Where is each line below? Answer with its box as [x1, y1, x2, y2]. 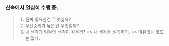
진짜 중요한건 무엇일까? [25, 16, 71, 23]
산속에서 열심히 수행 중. [5, 4, 59, 11]
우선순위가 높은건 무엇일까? [25, 23, 79, 29]
